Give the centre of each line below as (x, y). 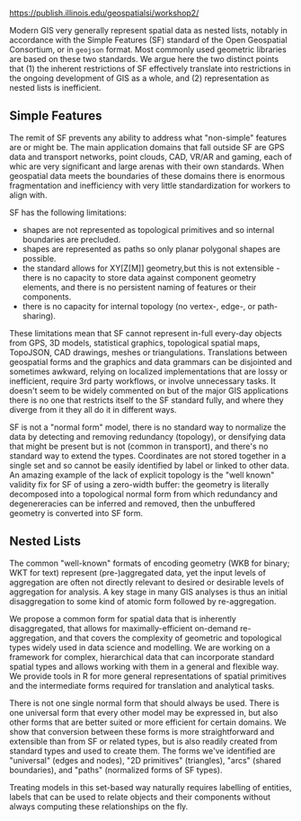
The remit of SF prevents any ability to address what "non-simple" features (148, 138)
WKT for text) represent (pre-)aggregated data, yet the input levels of (138, 572)
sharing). (39, 316)
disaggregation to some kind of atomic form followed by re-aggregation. (143, 601)
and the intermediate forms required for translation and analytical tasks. (142, 685)
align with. (28, 195)
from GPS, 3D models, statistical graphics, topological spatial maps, (135, 343)
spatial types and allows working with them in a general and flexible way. (144, 666)
